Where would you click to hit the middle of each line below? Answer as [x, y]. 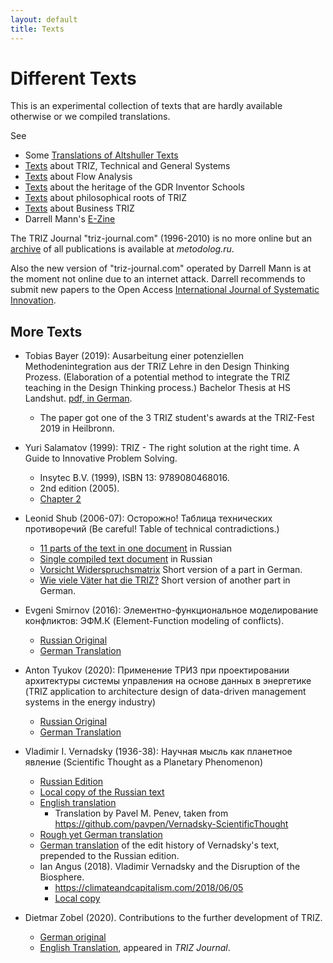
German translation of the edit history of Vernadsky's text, [159, 845]
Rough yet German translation [101, 835]
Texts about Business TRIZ [79, 208]
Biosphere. [62, 877]
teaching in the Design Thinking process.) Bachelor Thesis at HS [157, 388]
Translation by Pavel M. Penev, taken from [141, 813]
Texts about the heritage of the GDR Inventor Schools [134, 187]
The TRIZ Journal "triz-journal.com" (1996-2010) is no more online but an [161, 238]
